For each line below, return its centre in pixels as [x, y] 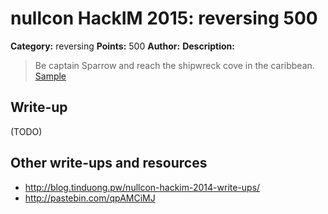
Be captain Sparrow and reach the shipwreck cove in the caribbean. [174, 65]
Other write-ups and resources [109, 163]
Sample [50, 76]
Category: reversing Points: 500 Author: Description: [122, 46]
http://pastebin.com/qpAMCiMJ [90, 198]
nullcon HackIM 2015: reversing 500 [164, 18]
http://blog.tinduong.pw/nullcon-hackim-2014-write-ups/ [142, 187]
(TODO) [26, 131]
